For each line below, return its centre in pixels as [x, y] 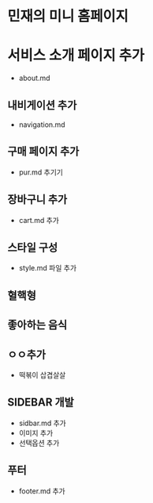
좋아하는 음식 [37, 325]
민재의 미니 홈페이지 [68, 16]
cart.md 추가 [39, 220]
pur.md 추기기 [41, 172]
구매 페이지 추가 [43, 152]
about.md [34, 78]
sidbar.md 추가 [42, 423]
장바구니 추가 [37, 200]
